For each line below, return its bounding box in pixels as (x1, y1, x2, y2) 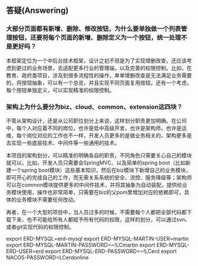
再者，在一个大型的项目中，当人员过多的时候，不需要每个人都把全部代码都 (6, 208, 187, 215)
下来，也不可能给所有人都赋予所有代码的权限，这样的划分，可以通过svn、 (11, 216, 190, 223)
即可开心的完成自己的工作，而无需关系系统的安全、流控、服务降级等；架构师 (6, 173, 192, 181)
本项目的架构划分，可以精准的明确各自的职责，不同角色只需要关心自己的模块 (6, 152, 192, 159)
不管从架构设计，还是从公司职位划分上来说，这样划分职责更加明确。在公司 (6, 117, 187, 124)
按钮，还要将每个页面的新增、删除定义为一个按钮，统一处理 (12, 34, 181, 42)
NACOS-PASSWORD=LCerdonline (6, 254, 89, 261)
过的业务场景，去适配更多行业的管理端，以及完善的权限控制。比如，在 (21, 64, 192, 71)
